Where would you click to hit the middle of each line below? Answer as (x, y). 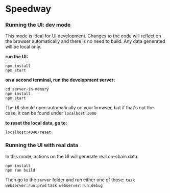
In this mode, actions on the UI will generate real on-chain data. (72, 156)
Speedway (28, 9)
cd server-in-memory (27, 89)
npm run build (20, 170)
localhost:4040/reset (28, 132)
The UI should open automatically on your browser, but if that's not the (80, 108)
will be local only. (23, 47)
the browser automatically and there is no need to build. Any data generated (85, 41)
